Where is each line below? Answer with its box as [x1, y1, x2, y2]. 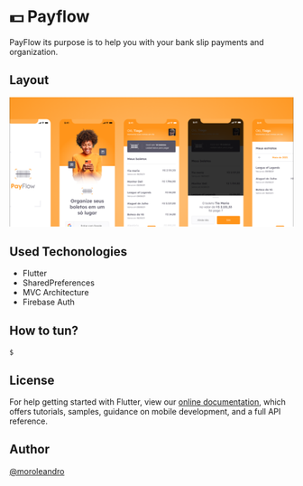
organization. [9, 46, 59, 57]
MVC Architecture [22, 287, 89, 298]
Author [9, 442, 50, 457]
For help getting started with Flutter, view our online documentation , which [9, 397, 287, 407]
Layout [9, 72, 50, 88]
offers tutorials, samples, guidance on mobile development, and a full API [9, 407, 281, 417]
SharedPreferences [22, 277, 95, 288]
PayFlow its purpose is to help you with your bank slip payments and [9, 36, 264, 47]
